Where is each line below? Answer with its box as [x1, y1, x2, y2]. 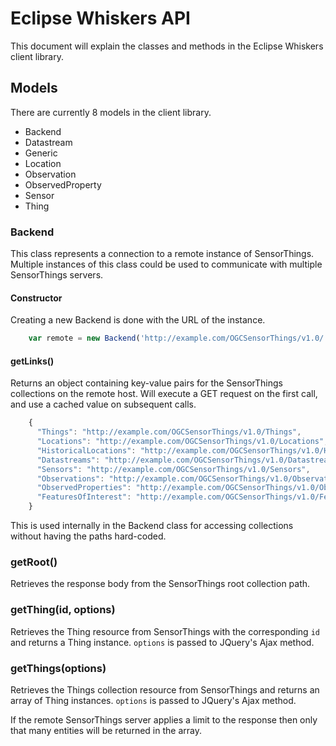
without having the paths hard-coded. [10, 530, 167, 542]
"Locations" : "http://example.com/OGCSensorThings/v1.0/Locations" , [36, 437, 329, 447]
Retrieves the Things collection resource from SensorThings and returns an [10, 683, 320, 696]
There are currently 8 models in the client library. [10, 106, 212, 118]
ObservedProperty [24, 178, 102, 191]
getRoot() [10, 555, 58, 569]
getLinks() [10, 355, 55, 367]
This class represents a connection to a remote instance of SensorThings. [10, 248, 315, 260]
